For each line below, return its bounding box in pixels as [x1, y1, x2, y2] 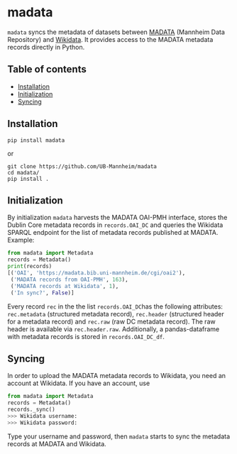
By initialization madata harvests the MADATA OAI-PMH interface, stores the [7, 214, 228, 222]
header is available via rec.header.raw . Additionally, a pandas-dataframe [7, 324, 220, 333]
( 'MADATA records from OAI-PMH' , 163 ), [10, 276, 129, 283]
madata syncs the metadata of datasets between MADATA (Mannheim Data [7, 28, 226, 36]
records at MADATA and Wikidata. [7, 439, 106, 448]
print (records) [7, 263, 53, 270]
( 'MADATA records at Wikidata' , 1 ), [10, 282, 119, 289]
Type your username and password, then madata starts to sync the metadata [7, 432, 231, 441]
